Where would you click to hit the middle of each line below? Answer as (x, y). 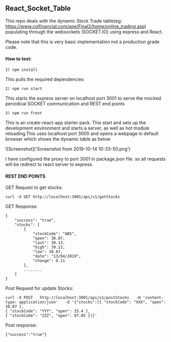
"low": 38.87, (48, 252)
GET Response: (22, 206)
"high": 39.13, (49, 248)
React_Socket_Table (38, 8)
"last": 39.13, (49, 243)
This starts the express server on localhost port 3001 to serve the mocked (83, 98)
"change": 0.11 (49, 261)
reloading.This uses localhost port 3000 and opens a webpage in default (82, 134)
